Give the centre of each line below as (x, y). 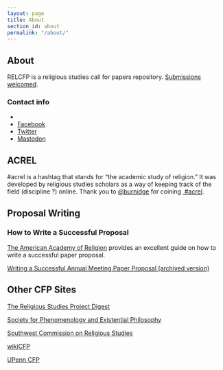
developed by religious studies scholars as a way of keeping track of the (109, 184)
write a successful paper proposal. (56, 255)
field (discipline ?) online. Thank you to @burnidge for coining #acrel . (106, 192)
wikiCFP (19, 346)
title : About (26, 20)
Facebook (31, 124)
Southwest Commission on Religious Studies (70, 333)
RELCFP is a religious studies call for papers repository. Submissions (104, 77)
